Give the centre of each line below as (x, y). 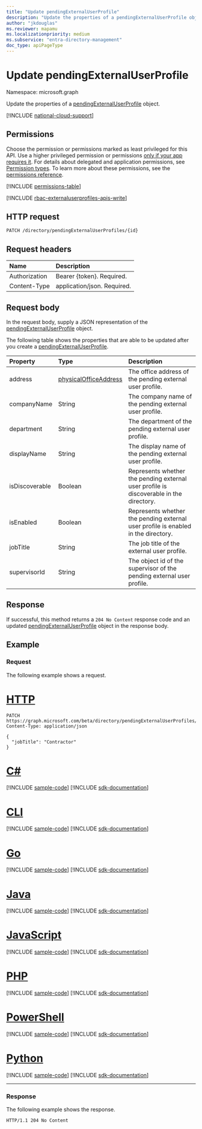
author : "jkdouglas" (32, 23)
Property (22, 361)
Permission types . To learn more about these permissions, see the (88, 168)
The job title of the (154, 543)
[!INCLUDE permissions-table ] (44, 186)
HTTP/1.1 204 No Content (37, 1121)
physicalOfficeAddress (90, 379)
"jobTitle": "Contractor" (44, 742)
